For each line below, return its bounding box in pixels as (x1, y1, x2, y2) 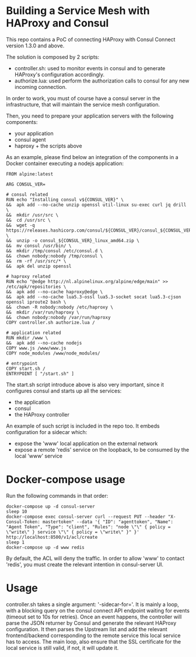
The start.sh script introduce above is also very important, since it (6, 381, 164, 388)
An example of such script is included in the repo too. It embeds (6, 422, 160, 429)
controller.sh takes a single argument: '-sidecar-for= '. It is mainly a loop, (6, 601, 179, 608)
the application (14, 398, 51, 405)
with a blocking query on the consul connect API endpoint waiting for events (6, 607, 190, 614)
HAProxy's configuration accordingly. (14, 71, 105, 78)
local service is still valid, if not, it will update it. (6, 644, 119, 651)
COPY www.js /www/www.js (6, 345, 66, 351)
